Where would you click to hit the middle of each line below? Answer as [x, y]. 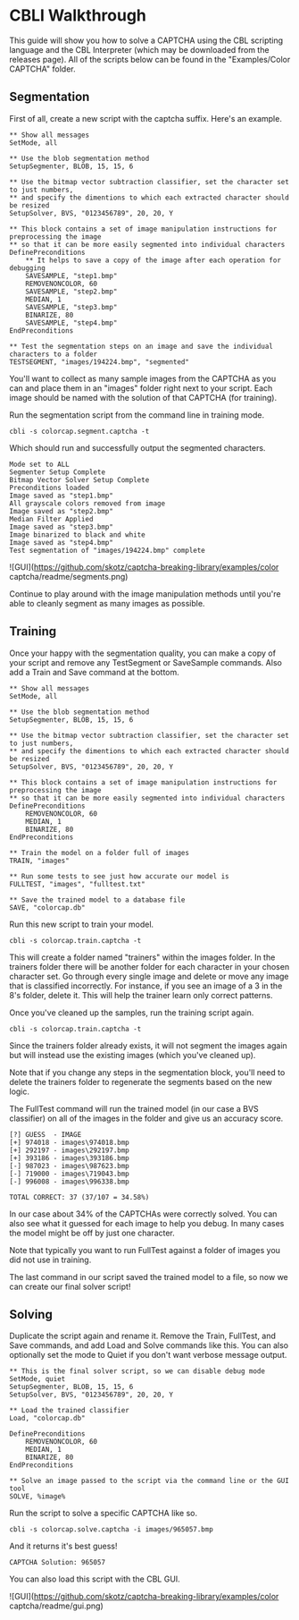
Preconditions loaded [50, 488]
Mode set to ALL [39, 464]
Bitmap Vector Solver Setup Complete [79, 479]
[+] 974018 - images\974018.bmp [69, 1142]
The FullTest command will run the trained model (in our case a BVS [134, 1108]
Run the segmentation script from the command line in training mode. [137, 415]
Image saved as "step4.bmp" [62, 542]
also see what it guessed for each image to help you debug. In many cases [147, 1223]
